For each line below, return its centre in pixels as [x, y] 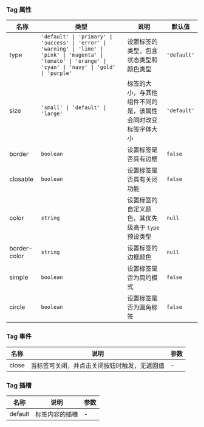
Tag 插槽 [19, 385]
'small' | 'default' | [74, 108]
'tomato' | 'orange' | [74, 61]
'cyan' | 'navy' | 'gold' [78, 67]
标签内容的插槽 [57, 414]
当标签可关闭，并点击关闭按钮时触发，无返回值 [98, 365]
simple [19, 277]
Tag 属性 [19, 9]
